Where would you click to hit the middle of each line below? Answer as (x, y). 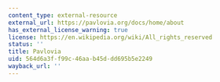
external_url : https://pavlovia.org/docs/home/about (96, 23)
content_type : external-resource (63, 15)
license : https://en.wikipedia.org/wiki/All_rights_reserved (110, 37)
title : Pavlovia (35, 52)
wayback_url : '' (35, 66)
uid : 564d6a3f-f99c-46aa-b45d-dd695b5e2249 (81, 59)
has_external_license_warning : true (68, 30)
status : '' (26, 45)
